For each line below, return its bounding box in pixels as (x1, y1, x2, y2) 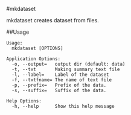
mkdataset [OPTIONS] (11, 45, 63, 51)
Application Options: (6, 56, 61, 62)
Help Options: (6, 98, 42, 104)
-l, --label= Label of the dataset (11, 72, 110, 78)
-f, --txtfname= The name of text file (11, 77, 112, 83)
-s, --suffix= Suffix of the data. (11, 87, 107, 93)
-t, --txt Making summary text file (11, 66, 120, 72)
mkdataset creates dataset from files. (6, 17, 100, 23)
